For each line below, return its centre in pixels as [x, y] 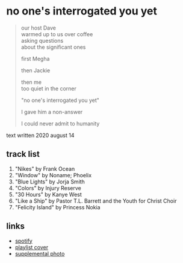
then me [31, 82]
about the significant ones [53, 47]
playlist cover [32, 247]
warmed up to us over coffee [57, 34]
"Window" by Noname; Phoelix [53, 175]
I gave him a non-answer [52, 112]
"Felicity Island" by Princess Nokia [57, 207]
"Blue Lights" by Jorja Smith [50, 182]
